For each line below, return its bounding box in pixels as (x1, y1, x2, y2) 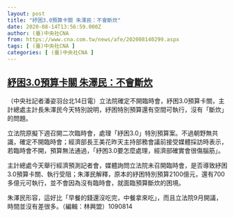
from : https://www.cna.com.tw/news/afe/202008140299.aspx (7, 36, 180, 43)
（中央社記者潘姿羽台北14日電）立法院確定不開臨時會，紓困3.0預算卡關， (7, 96, 219, 105)
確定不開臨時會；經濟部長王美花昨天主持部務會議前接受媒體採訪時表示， (19, 137, 228, 146)
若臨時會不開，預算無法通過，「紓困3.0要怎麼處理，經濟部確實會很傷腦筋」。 (7, 146, 225, 154)
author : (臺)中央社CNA (7, 29, 69, 37)
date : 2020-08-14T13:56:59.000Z (7, 23, 101, 30)
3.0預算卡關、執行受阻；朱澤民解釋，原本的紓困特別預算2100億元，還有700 (7, 170, 226, 178)
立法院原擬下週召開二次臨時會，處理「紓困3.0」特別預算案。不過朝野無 (7, 128, 212, 137)
